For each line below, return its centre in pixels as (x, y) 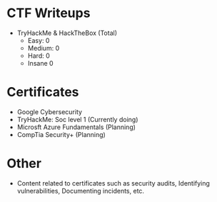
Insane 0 (41, 63)
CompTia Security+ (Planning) (61, 134)
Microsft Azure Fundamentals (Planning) (76, 127)
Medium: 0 (44, 48)
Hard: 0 (39, 56)
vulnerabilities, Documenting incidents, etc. (80, 191)
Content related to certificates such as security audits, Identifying (113, 183)
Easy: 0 (39, 40)
